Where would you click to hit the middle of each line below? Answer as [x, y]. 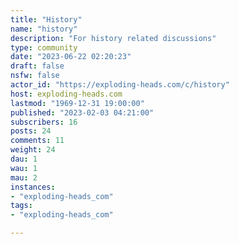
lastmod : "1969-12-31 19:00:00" [77, 103]
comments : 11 [37, 141]
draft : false [37, 66]
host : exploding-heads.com [66, 94]
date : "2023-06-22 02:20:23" [71, 57]
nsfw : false [35, 76]
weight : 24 [33, 150]
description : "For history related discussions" [113, 38]
